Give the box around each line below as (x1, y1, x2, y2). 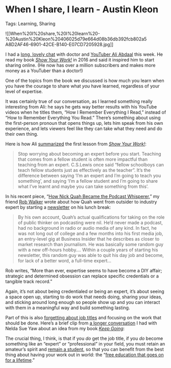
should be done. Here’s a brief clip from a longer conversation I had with (5, 320, 157, 326)
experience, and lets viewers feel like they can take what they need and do (5, 125, 162, 132)
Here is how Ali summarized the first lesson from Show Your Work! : (5, 141, 147, 147)
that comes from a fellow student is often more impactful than (17, 156, 148, 162)
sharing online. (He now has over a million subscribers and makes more (5, 62, 156, 68)
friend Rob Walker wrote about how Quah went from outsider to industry (5, 199, 157, 205)
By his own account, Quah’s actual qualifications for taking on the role (17, 214, 165, 220)
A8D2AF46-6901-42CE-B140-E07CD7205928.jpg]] (5, 41, 114, 47)
